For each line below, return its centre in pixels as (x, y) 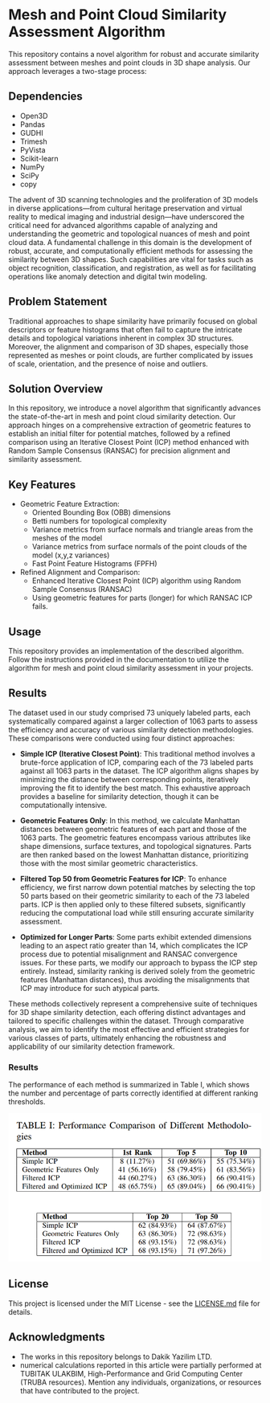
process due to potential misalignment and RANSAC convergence (129, 954)
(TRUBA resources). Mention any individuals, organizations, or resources (141, 1382)
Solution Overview (55, 388)
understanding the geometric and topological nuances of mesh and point (129, 234)
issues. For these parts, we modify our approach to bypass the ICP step (139, 962)
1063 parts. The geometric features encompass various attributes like (135, 838)
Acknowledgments (57, 1338)
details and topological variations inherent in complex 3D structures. (121, 338)
